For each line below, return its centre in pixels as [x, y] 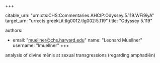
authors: [14, 30]
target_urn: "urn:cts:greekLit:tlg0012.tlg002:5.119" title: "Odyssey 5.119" [79, 21]
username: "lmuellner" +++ [41, 45]
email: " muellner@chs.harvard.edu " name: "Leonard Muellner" [77, 40]
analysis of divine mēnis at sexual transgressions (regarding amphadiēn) [80, 55]
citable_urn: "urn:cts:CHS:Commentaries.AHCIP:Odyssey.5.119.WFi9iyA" [80, 15]
